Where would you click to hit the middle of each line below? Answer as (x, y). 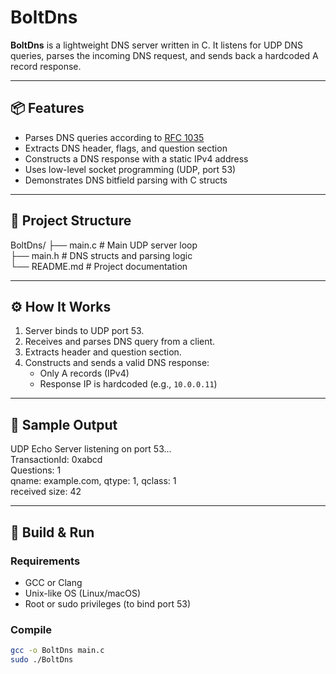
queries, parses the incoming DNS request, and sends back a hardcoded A (164, 55)
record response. (46, 66)
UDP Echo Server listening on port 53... (91, 449)
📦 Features (47, 108)
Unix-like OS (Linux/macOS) (83, 593)
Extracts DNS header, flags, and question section (126, 148)
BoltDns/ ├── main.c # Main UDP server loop (104, 245)
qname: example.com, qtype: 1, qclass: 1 (93, 481)
